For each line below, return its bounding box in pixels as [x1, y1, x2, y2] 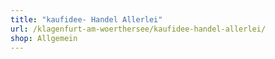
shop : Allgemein [10, 33, 78, 43]
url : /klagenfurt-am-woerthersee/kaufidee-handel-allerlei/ [10, 24, 267, 34]
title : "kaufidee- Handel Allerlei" [10, 14, 163, 25]
